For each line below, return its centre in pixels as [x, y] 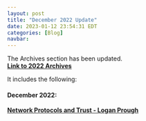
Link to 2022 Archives [39, 66]
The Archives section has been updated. [65, 58]
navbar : [18, 39]
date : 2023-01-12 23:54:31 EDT [52, 26]
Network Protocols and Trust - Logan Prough [73, 110]
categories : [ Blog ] [35, 33]
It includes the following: [42, 79]
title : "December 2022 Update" [52, 20]
